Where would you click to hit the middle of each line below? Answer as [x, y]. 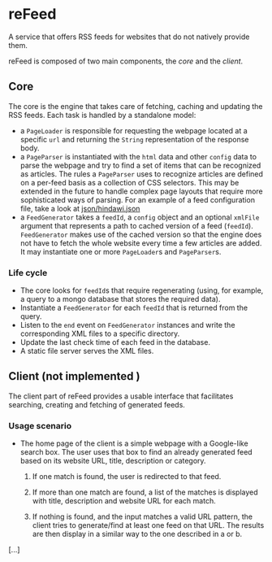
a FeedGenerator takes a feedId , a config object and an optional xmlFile [140, 217]
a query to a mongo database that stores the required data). [120, 299]
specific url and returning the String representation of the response [134, 139]
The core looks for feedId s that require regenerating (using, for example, [142, 290]
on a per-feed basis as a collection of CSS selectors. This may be [130, 182]
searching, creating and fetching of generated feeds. [97, 404]
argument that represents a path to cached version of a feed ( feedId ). [136, 225]
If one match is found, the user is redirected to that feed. [127, 477]
